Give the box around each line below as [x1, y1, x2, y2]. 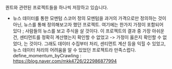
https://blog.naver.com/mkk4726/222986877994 [12, 58, 117, 64]
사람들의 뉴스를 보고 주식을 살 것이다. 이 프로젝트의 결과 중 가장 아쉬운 [25, 28, 165, 34]
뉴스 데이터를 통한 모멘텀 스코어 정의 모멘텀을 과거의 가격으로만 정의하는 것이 [12, 15, 167, 21]
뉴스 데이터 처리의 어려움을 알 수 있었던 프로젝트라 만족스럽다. [12, 47, 137, 53]
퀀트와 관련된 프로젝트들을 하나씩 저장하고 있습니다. [5, 5, 108, 10]
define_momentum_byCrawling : [12, 53, 82, 58]
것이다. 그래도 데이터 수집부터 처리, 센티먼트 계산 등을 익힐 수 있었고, [29, 41, 166, 47]
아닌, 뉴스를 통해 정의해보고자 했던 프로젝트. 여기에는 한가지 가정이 [12, 22, 146, 27]
